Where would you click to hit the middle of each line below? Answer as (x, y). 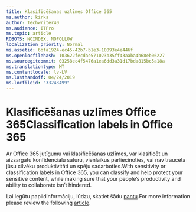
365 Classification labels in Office (89, 125)
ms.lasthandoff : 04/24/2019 (41, 77)
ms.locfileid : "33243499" (38, 83)
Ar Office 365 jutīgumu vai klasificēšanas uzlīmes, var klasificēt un (87, 154)
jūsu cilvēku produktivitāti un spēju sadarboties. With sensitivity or (86, 166)
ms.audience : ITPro (30, 28)
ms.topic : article (29, 34)
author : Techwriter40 (33, 22)
